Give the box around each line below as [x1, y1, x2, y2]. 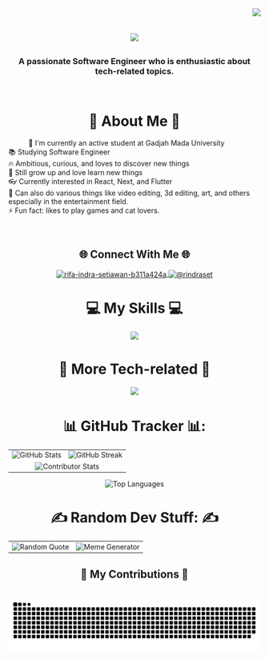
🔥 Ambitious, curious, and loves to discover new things [8, 159, 190, 169]
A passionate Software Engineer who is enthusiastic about [18, 56, 251, 67]
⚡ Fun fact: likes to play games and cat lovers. [8, 206, 160, 215]
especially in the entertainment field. [8, 197, 129, 206]
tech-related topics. [94, 66, 175, 77]
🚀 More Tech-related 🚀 [58, 360, 211, 378]
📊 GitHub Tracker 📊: [62, 417, 207, 435]
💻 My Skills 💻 [86, 299, 183, 318]
